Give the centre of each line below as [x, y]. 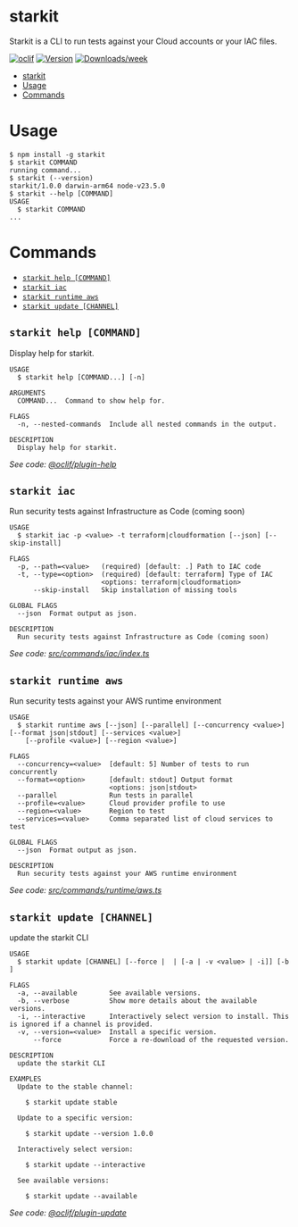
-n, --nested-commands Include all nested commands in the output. [147, 424]
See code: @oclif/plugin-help [63, 464]
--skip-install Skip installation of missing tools [135, 590]
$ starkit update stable [71, 1103]
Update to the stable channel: [75, 1087]
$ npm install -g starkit [57, 154]
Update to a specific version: [75, 1118]
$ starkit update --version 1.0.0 [89, 1134]
